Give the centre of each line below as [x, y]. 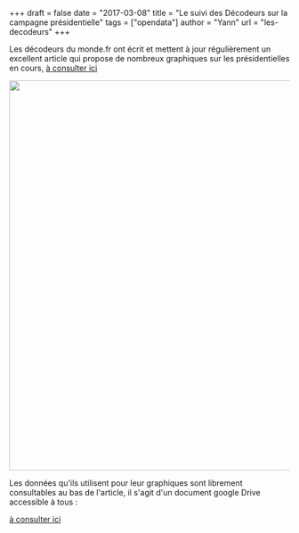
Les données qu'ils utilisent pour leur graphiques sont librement [126, 483]
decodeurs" [31, 32]
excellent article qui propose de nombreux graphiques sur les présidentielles [149, 58]
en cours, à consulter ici [53, 68]
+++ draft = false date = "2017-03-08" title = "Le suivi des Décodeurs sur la [149, 13]
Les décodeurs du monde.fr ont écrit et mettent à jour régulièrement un [140, 49]
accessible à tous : [44, 502]
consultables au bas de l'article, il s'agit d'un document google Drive [135, 492]
